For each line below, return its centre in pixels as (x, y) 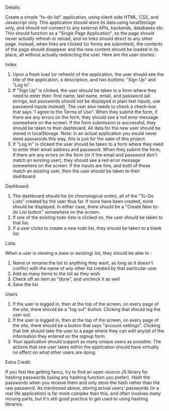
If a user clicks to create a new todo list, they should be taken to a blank (87, 228)
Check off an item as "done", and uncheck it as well (66, 279)
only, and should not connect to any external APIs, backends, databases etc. (85, 28)
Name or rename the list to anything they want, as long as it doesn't (83, 263)
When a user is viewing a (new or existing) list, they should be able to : (78, 253)
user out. (22, 315)
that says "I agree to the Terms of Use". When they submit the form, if (85, 112)
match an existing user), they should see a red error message (76, 160)
